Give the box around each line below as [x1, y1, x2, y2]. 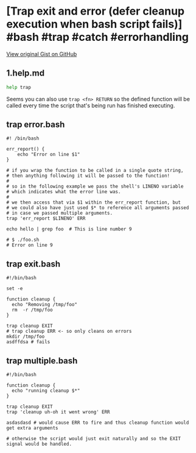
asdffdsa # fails [6, 339, 51, 345]
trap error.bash [6, 119, 65, 130]
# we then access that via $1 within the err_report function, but [6, 199, 181, 205]
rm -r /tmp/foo [12, 307, 53, 313]
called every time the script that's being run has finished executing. [6, 102, 175, 109]
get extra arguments [6, 425, 59, 431]
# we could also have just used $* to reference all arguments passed [6, 205, 189, 211]
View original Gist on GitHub [6, 50, 77, 57]
